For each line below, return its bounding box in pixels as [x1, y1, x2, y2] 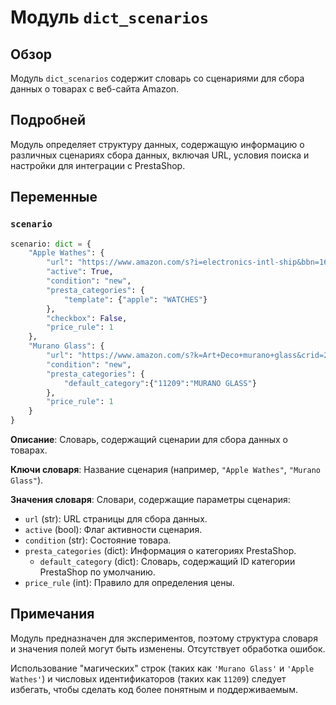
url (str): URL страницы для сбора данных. [24, 513, 208, 525]
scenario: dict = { [10, 239, 92, 249]
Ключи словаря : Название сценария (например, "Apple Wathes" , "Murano [10, 464, 321, 475]
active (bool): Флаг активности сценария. [24, 524, 203, 535]
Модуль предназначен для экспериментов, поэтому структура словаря [10, 632, 318, 644]
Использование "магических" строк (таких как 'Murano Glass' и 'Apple [10, 662, 315, 674]
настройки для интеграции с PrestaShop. [10, 159, 186, 171]
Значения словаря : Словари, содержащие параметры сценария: [10, 494, 291, 505]
